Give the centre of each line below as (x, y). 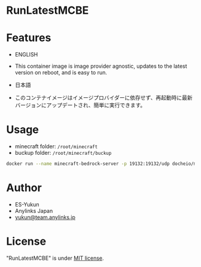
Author (24, 188)
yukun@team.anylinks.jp (45, 217)
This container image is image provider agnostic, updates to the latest (101, 66)
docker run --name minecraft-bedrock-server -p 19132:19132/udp (88, 164)
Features (29, 38)
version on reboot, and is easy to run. (61, 73)
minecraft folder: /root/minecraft (56, 146)
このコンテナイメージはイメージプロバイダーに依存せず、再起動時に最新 (103, 98)
